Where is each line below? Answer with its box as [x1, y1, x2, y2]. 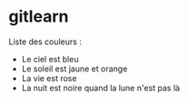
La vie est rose [21, 72, 77, 83]
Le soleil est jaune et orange [21, 63, 128, 74]
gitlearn [8, 6, 69, 27]
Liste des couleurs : [8, 36, 83, 47]
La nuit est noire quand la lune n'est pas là [21, 82, 181, 93]
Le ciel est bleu [21, 53, 79, 64]
